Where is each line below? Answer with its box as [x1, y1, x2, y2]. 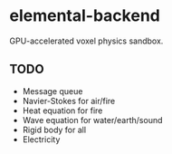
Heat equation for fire [22, 105, 103, 116]
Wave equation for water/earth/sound [22, 114, 163, 125]
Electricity [22, 133, 61, 145]
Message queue [22, 85, 83, 96]
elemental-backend [9, 5, 160, 26]
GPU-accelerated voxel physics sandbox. [9, 35, 164, 46]
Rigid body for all [22, 124, 87, 135]
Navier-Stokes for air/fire [22, 95, 116, 106]
